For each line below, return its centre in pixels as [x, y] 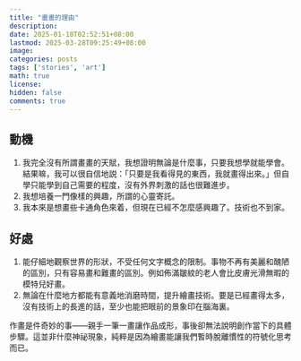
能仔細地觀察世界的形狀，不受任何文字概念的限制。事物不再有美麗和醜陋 [155, 262]
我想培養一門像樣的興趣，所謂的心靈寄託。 [101, 196]
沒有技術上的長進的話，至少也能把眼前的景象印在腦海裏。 [128, 306]
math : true [30, 76]
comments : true [38, 101]
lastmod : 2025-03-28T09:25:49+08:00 [77, 43]
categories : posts [43, 59]
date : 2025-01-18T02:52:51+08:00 [72, 34]
